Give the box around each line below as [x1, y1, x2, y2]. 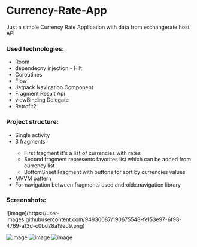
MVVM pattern [14, 175, 52, 182]
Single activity [14, 131, 50, 138]
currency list [23, 162, 55, 169]
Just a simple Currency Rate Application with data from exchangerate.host [6, 23, 190, 31]
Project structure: [6, 118, 59, 126]
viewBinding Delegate [14, 96, 69, 103]
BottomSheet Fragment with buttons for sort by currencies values [23, 168, 186, 175]
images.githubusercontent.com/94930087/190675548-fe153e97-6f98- [6, 216, 182, 223]
